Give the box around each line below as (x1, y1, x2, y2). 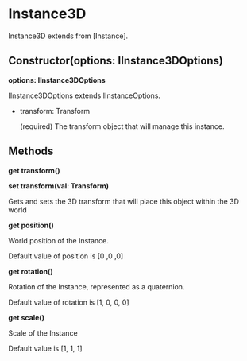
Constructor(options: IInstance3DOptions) (8, 54, 224, 68)
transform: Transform (19, 106, 91, 115)
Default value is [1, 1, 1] (8, 344, 83, 353)
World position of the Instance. (8, 235, 110, 245)
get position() (8, 220, 54, 230)
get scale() (8, 312, 45, 322)
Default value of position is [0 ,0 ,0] (8, 251, 124, 261)
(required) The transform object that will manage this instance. (19, 121, 225, 131)
